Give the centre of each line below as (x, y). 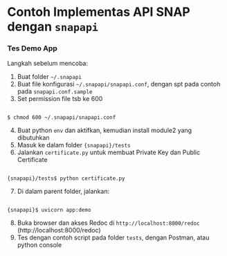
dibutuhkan (33, 138)
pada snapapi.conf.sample (55, 91)
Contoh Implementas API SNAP (99, 12)
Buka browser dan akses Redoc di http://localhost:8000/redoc (108, 223)
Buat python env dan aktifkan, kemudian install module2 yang (105, 130)
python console (39, 245)
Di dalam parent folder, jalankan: (63, 192)
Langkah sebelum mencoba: (48, 64)
